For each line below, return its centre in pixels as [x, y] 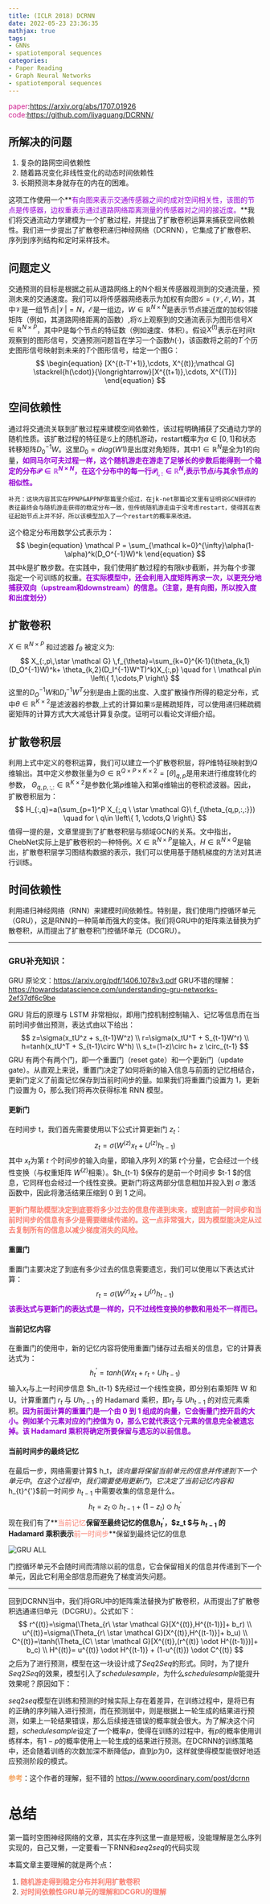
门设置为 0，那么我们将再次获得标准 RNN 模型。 [88, 1090]
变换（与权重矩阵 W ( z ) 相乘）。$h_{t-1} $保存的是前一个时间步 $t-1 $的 [129, 1172]
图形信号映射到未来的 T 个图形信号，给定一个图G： [98, 350]
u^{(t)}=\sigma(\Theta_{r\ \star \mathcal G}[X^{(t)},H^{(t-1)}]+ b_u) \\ [135, 1633]
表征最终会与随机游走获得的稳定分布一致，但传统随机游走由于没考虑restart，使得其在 [132, 508]
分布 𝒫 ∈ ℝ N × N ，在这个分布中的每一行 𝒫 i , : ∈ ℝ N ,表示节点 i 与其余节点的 [140, 471]
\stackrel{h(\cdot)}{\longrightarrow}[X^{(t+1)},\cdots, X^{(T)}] [135, 372]
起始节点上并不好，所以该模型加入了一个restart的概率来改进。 [104, 516]
